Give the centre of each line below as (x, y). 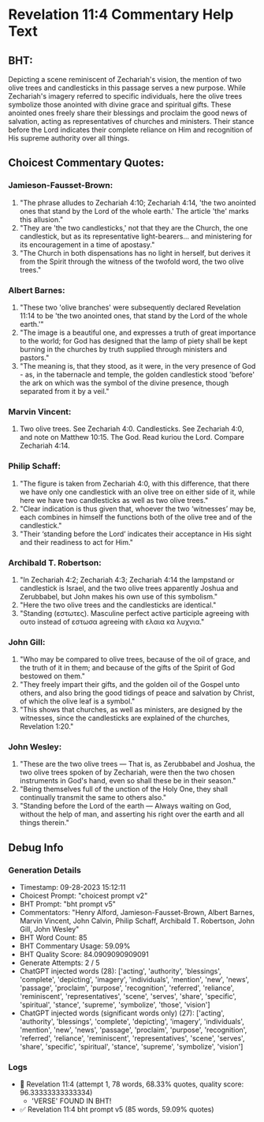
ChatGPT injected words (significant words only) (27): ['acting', (122, 1013)
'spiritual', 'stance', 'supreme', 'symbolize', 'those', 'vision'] (115, 1005)
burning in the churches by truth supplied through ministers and (123, 349)
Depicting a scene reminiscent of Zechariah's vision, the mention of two (125, 79)
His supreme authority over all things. (69, 138)
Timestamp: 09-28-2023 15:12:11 (73, 887)
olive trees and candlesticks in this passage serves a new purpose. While (127, 88)
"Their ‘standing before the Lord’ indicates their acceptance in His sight (136, 534)
